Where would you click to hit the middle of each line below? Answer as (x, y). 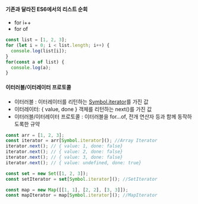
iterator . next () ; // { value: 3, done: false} (64, 158)
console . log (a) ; (31, 68)
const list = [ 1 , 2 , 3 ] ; (36, 40)
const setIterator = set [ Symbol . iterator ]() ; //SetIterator (82, 179)
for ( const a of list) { (35, 62)
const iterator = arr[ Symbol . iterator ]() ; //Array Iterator (82, 141)
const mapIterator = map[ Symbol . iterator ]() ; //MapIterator (82, 195)
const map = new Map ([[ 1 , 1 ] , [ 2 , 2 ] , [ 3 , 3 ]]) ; (67, 190)
